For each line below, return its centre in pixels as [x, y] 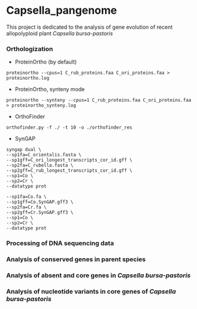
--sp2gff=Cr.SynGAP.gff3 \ [40, 213]
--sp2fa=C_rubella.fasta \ [40, 165]
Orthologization [30, 49]
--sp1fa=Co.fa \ [26, 197]
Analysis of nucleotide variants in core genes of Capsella [91, 291]
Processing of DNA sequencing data [60, 243]
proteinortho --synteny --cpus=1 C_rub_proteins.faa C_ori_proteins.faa [99, 100]
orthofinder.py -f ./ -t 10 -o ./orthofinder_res [69, 128]
